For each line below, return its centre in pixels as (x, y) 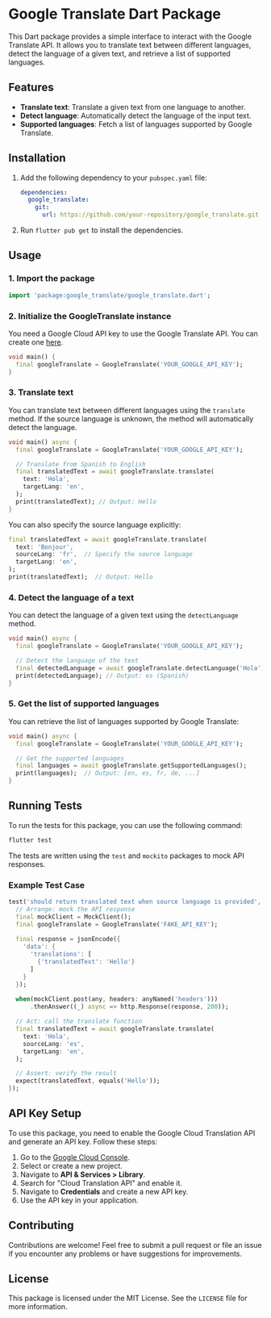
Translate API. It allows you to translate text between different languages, (130, 44)
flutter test (30, 840)
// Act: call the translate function (79, 1022)
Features (31, 88)
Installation (37, 158)
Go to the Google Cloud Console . (75, 1157)
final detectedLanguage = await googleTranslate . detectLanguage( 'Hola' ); (142, 668)
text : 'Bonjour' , (45, 547)
